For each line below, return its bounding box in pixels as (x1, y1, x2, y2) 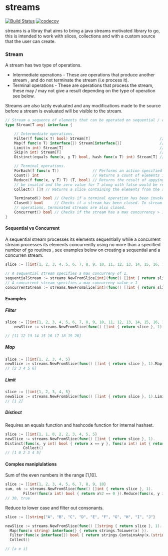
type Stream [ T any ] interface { (5, 122, 72, 127)
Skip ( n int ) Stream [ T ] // (14, 150, 164, 155)
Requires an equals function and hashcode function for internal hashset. (5, 422, 154, 428)
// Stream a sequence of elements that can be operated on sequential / (5, 118, 160, 123)
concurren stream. (5, 252, 43, 258)
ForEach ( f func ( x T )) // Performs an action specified (14, 168, 162, 173)
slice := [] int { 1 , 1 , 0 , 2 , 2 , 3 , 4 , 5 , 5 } (5, 432, 97, 437)
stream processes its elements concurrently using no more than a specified (5, 242, 161, 248)
